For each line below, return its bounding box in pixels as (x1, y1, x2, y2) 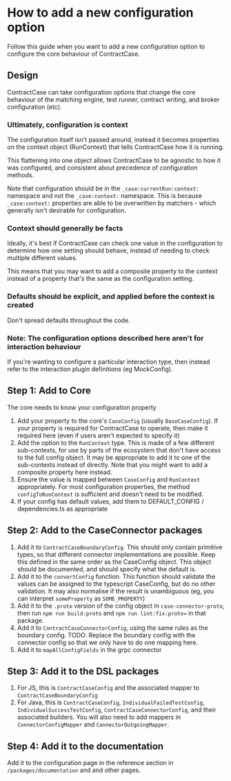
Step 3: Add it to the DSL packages (7, 665, 159, 677)
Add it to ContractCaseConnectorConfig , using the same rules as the (17, 623, 208, 632)
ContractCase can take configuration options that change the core (7, 88, 196, 96)
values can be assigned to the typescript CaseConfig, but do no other (17, 580, 216, 588)
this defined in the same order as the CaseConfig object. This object (17, 557, 212, 566)
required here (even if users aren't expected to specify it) (17, 431, 181, 439)
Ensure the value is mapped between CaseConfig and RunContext (17, 475, 201, 484)
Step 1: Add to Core (7, 385, 91, 397)
